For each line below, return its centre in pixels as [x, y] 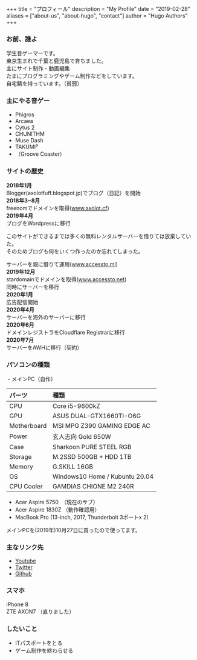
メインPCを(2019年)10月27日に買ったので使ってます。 [73, 530]
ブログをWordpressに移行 [38, 223]
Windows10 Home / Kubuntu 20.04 [103, 476]
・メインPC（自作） [31, 379]
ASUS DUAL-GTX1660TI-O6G [97, 416]
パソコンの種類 [28, 364]
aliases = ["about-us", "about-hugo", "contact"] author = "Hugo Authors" [97, 16]
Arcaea [24, 121]
